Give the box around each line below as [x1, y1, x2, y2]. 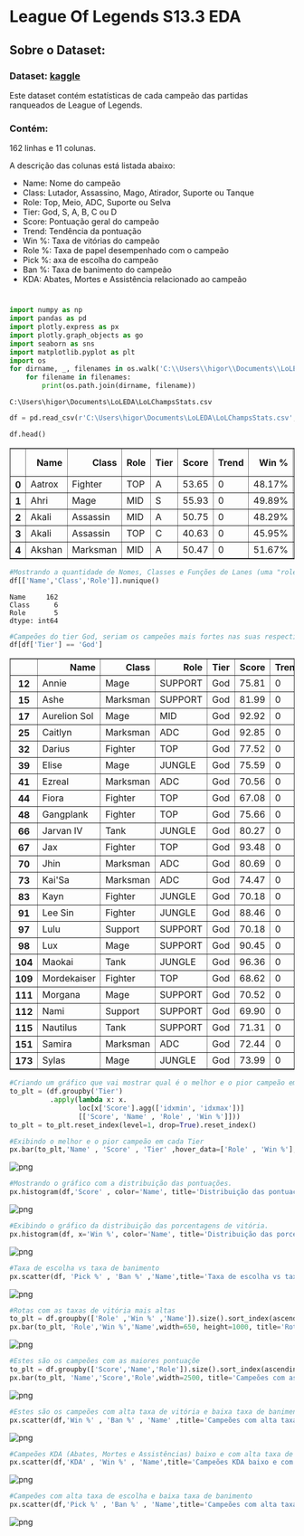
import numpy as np [9, 306, 83, 315]
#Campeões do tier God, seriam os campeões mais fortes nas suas [9, 631, 261, 641]
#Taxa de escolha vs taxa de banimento [9, 1264, 160, 1273]
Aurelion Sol [42, 710, 94, 723]
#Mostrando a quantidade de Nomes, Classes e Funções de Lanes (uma [9, 567, 273, 576]
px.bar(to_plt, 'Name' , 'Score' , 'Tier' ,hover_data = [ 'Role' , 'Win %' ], [9, 1145, 298, 1154]
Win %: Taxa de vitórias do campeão [22, 235, 160, 246]
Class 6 [9, 600, 59, 610]
